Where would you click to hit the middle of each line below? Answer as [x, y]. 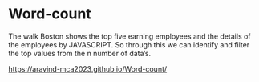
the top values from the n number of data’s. [80, 53]
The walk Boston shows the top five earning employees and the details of [129, 36]
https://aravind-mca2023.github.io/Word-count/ [88, 68]
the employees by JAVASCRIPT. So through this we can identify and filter [129, 44]
